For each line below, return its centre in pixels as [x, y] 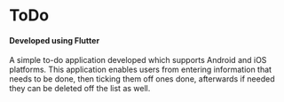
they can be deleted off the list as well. [80, 89]
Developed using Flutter [55, 40]
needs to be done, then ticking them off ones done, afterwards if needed [142, 79]
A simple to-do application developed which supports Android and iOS [138, 60]
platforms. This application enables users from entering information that [141, 70]
